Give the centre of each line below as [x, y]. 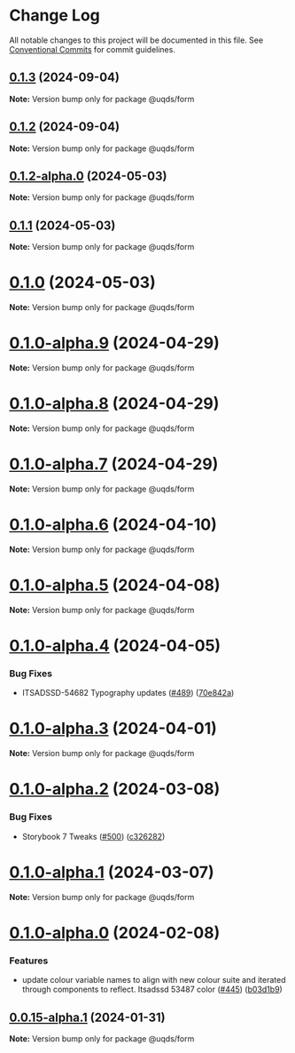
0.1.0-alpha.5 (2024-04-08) [115, 585]
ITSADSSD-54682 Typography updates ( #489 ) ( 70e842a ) [128, 693]
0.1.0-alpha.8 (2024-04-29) [114, 404]
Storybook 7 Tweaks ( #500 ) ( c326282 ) [93, 836]
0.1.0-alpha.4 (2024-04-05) [115, 646]
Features [29, 961]
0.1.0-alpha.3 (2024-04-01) [113, 729]
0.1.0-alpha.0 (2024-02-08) [115, 933]
